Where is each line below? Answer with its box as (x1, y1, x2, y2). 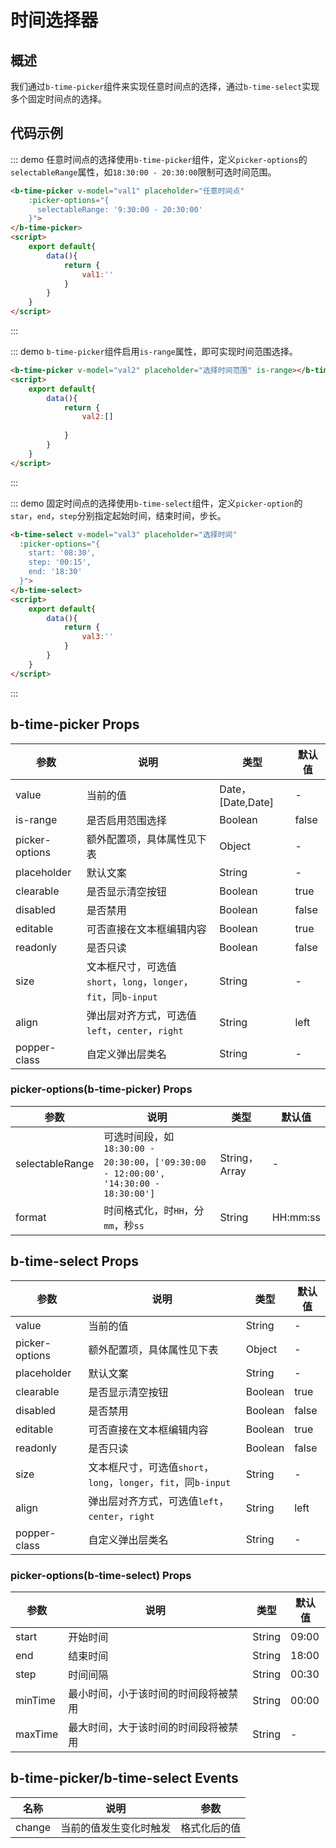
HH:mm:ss (271, 1210, 321, 1224)
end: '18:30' (28, 567, 83, 577)
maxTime (15, 1727, 59, 1741)
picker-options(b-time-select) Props (10, 1568, 192, 1582)
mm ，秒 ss (103, 1218, 145, 1232)
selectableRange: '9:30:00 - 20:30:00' (36, 204, 203, 215)
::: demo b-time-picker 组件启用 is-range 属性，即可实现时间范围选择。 (10, 346, 298, 358)
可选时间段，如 (103, 1129, 175, 1143)
